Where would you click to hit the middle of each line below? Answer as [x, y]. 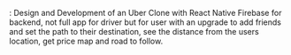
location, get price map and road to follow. [86, 41]
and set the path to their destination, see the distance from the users [134, 31]
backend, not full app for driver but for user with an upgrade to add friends [145, 22]
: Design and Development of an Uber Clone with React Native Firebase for [145, 13]
